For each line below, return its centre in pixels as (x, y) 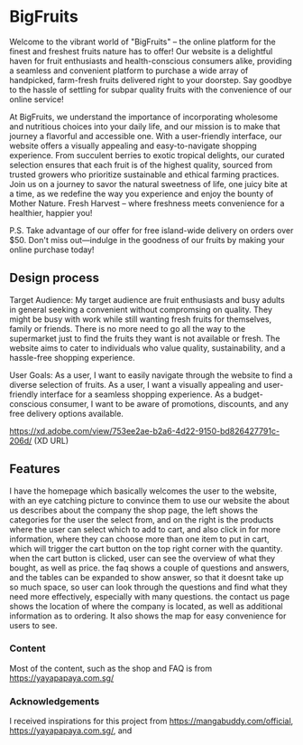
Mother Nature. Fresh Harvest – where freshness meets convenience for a (147, 203)
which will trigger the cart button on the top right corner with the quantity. (146, 548)
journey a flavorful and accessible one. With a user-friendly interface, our (146, 136)
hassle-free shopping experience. (72, 357)
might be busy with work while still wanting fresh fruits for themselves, (141, 319)
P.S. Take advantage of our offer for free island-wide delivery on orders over (151, 230)
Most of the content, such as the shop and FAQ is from (111, 668)
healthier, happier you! (51, 212)
